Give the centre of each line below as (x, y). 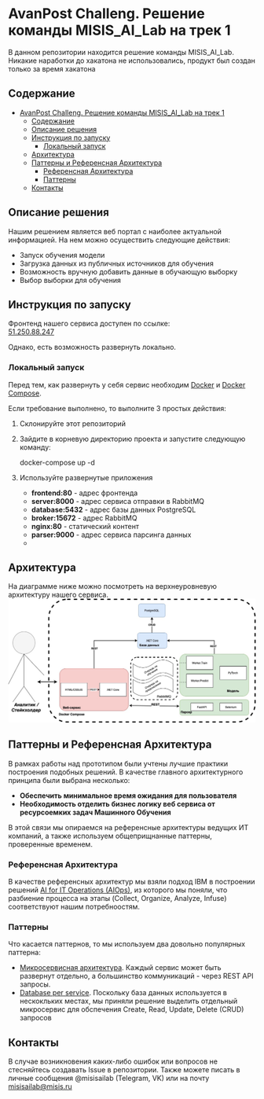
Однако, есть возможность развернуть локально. (92, 347)
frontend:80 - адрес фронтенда (84, 493)
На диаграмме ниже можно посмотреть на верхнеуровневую (113, 586)
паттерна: (24, 953)
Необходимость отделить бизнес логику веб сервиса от (117, 803)
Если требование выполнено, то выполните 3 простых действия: (117, 408)
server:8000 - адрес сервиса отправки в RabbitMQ (118, 501)
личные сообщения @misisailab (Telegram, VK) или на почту (109, 1079)
